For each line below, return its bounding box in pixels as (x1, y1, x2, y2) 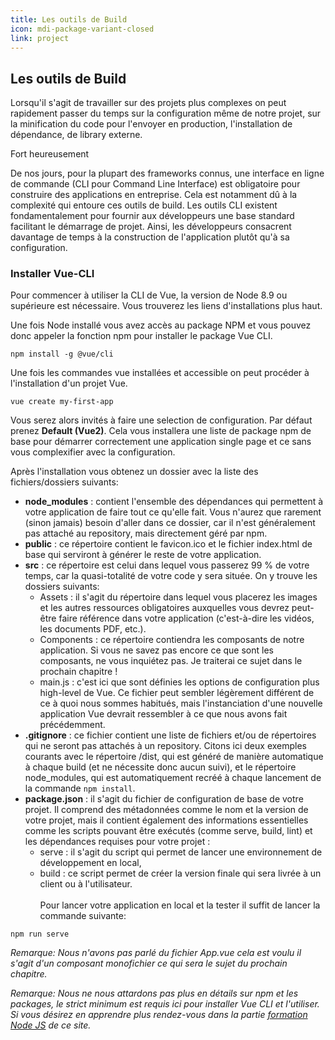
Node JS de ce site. (10, 1019, 92, 1031)
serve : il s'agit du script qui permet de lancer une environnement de (39, 846, 323, 858)
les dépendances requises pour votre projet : (24, 836, 211, 848)
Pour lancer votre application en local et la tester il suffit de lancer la (39, 899, 321, 911)
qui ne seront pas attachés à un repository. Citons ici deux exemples (24, 740, 307, 752)
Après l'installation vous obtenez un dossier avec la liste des (10, 466, 259, 478)
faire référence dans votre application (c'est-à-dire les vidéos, (58, 612, 315, 625)
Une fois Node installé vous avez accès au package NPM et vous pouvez (10, 319, 312, 331)
